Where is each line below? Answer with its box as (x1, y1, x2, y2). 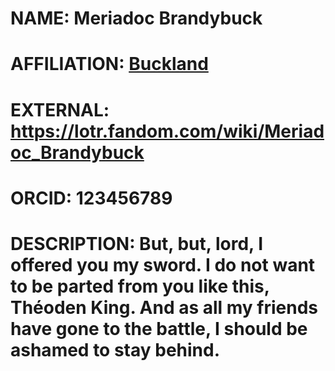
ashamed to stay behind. (10, 338, 221, 361)
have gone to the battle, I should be (10, 317, 308, 340)
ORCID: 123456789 (10, 187, 173, 209)
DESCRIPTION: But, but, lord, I (10, 232, 264, 255)
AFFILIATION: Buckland (10, 53, 209, 76)
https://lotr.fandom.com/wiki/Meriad (10, 120, 325, 142)
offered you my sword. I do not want (10, 253, 316, 276)
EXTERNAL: (10, 98, 110, 121)
